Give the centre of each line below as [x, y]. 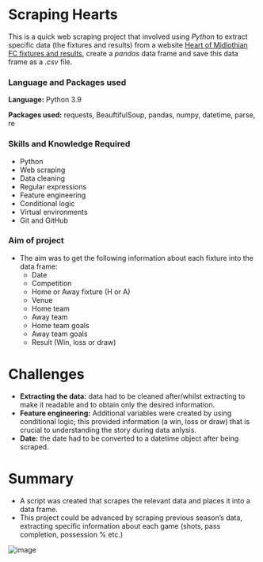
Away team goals [59, 334]
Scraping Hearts [63, 15]
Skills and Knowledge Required [69, 144]
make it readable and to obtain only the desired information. [117, 404]
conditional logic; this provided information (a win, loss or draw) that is [135, 421]
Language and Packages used [67, 82]
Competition [51, 283]
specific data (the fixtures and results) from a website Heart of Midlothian [128, 44]
